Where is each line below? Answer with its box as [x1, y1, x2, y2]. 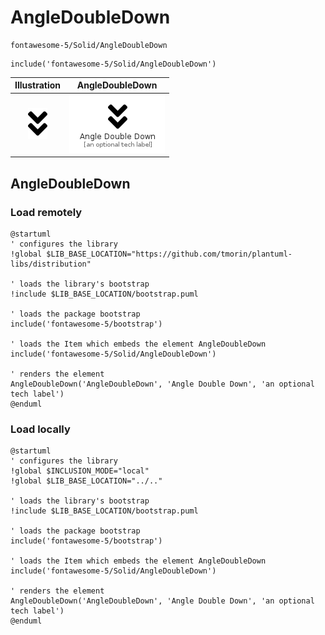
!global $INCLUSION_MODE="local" [10, 466, 150, 476]
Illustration [14, 79, 62, 91]
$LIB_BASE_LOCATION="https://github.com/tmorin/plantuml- [46, 249, 293, 259]
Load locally [10, 422, 71, 436]
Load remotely [10, 205, 83, 219]
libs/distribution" [10, 259, 92, 269]
